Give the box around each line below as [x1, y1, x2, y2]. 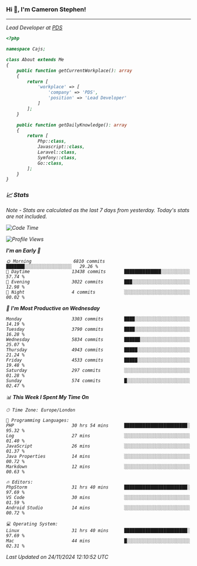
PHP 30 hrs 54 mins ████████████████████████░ [6, 423, 191, 428]
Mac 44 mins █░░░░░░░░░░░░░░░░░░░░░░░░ [6, 538, 191, 544]
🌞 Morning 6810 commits [6, 258, 106, 264]
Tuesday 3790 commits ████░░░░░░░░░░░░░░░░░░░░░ [6, 326, 191, 332]
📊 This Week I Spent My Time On [6, 393, 89, 400]
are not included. [6, 213, 47, 220]
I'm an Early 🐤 [6, 247, 41, 254]
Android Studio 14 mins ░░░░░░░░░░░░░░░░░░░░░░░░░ [6, 505, 191, 511]
